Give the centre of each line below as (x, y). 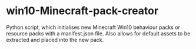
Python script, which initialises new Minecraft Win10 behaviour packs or (93, 27)
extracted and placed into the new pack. (55, 40)
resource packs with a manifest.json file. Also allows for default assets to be (98, 33)
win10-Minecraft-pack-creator (82, 11)
